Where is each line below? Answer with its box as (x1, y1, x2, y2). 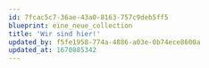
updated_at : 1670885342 (8, 46, 97, 55)
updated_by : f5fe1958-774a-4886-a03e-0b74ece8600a (8, 37, 201, 47)
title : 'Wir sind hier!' (8, 29, 101, 38)
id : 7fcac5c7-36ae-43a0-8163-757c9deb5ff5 (8, 12, 169, 22)
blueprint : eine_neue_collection (8, 21, 133, 30)
